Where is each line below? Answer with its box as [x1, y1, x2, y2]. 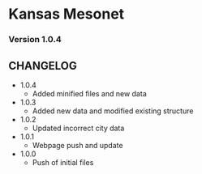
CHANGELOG [8, 58, 77, 73]
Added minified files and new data [32, 88, 148, 98]
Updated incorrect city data [32, 123, 125, 133]
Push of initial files [32, 157, 94, 167]
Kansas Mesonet [8, 5, 125, 23]
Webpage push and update [32, 140, 123, 150]
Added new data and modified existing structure [32, 106, 194, 116]
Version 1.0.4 [8, 34, 62, 45]
